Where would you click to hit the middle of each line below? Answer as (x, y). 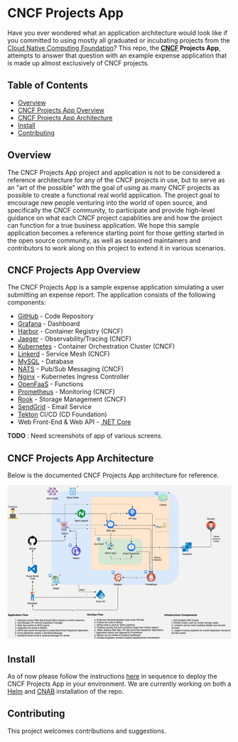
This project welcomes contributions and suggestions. (87, 731)
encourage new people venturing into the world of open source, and (107, 202)
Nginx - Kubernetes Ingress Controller (74, 377)
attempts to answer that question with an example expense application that (117, 55)
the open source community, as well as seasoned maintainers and (104, 240)
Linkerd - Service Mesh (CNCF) (64, 354)
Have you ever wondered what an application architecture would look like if (118, 33)
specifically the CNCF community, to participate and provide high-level (111, 210)
